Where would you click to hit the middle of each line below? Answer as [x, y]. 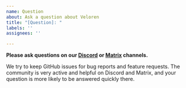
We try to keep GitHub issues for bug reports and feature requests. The [93, 67]
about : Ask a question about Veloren [53, 17]
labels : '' [20, 28]
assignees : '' [24, 33]
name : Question [25, 11]
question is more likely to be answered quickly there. [70, 79]
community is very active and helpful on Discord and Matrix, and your [91, 73]
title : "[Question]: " [34, 22]
